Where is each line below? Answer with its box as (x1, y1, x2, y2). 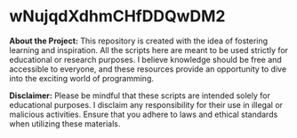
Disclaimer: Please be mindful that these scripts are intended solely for (9, 90, 271, 101)
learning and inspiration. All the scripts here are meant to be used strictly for (9, 44, 289, 55)
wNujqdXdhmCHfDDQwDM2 (9, 6, 226, 27)
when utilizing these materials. (9, 118, 121, 129)
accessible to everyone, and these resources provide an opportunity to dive (9, 64, 287, 74)
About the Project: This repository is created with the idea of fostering (9, 35, 269, 46)
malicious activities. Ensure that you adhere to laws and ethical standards (9, 109, 278, 119)
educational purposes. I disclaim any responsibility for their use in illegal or (9, 99, 283, 110)
